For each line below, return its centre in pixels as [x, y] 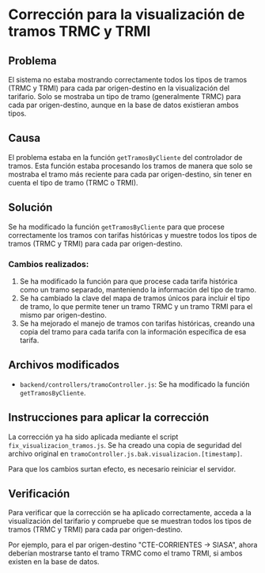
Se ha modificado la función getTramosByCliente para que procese [117, 227]
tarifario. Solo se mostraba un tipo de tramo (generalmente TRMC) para [125, 96]
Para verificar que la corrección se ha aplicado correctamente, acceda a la [130, 513]
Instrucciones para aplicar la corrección [109, 418]
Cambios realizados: [49, 264]
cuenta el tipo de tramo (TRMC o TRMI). [73, 182]
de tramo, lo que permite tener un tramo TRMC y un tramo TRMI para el [136, 306]
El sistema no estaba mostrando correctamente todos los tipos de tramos [128, 80]
